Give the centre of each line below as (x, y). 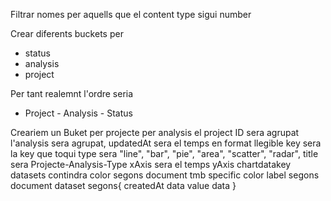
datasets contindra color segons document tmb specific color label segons (165, 175)
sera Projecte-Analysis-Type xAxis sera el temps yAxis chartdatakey (151, 164)
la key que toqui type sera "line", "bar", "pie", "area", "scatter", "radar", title (164, 153)
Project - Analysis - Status (78, 113)
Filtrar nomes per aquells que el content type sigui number (131, 14)
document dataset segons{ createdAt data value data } (123, 185)
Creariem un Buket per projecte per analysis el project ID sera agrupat (155, 132)
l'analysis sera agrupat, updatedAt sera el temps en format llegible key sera (166, 143)
